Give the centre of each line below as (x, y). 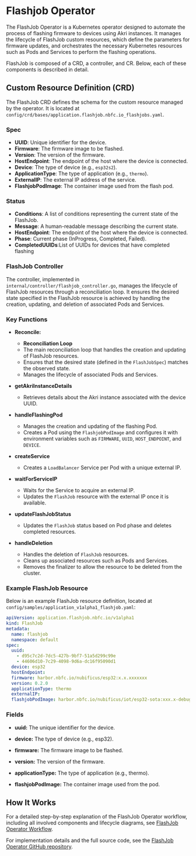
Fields (15, 715)
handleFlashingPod (38, 415)
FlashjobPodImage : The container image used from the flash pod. (94, 186)
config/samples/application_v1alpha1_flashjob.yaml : (71, 607)
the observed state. (47, 368)
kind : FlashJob (24, 623)
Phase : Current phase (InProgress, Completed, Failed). (80, 239)
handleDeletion (34, 543)
